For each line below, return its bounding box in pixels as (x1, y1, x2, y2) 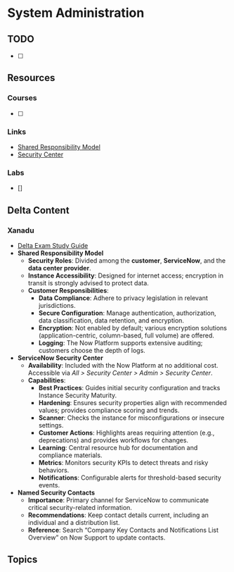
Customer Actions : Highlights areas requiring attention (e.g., (38, 428, 215, 437)
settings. (38, 421, 64, 429)
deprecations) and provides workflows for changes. (38, 435, 188, 444)
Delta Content (7, 204, 70, 216)
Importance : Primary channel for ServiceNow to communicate (27, 495, 209, 504)
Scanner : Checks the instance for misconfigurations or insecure (38, 414, 225, 422)
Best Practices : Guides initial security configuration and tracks (38, 383, 221, 392)
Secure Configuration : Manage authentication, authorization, (38, 309, 216, 317)
